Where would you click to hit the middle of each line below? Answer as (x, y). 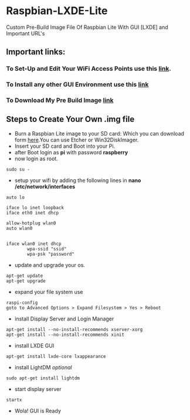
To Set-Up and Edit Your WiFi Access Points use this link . (89, 69)
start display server (38, 389)
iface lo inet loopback (35, 207)
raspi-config (22, 302)
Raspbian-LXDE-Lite (57, 11)
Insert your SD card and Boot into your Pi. (65, 146)
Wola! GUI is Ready (38, 411)
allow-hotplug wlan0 (31, 223)
